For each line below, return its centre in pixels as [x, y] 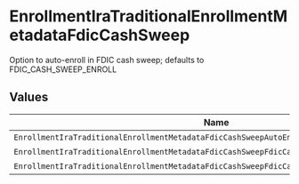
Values [29, 97]
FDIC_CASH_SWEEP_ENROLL [63, 69]
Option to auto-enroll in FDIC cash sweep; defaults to [107, 60]
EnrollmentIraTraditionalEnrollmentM [149, 16]
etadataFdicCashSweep [100, 35]
